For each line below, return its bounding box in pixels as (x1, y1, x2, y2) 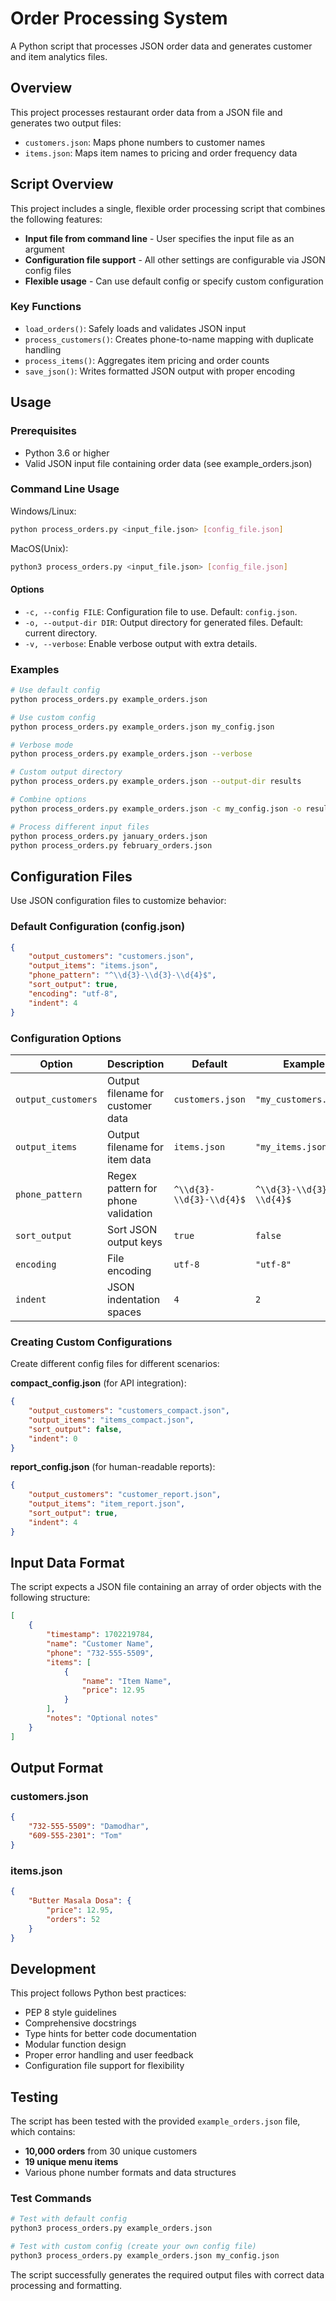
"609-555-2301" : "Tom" (28, 1831, 123, 1841)
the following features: (10, 213, 103, 225)
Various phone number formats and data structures (24, 2167, 237, 2179)
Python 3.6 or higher (24, 447, 110, 459)
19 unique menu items (24, 2156, 119, 2168)
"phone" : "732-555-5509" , (46, 1648, 155, 1658)
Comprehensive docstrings (24, 2017, 137, 2029)
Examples (10, 662, 60, 676)
